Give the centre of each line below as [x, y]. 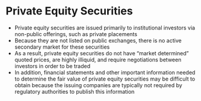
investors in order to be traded [52, 66]
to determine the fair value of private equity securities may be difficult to [105, 79]
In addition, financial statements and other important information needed [105, 72]
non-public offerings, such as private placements [76, 34]
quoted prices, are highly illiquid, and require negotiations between [98, 60]
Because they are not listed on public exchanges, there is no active [98, 40]
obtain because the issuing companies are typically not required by [98, 85]
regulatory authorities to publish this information [74, 91]
